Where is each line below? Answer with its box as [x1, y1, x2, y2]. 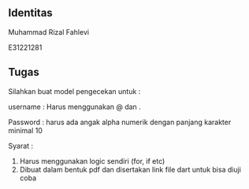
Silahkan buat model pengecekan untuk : [8, 86, 141, 96]
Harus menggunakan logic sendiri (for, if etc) [19, 156, 165, 165]
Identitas [8, 6, 53, 20]
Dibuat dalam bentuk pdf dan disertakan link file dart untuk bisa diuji [19, 164, 242, 174]
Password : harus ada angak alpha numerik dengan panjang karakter [8, 117, 232, 127]
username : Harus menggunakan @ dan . [8, 102, 142, 112]
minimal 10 [8, 126, 43, 135]
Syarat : [8, 141, 34, 150]
